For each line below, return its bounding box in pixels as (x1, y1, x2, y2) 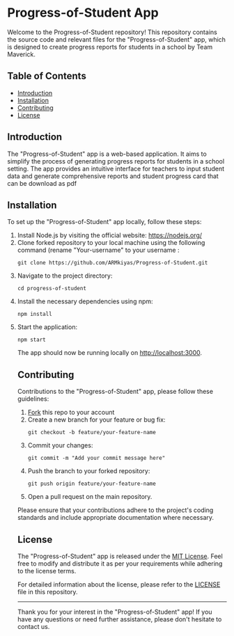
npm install (17, 311, 52, 318)
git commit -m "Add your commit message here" (27, 454, 166, 462)
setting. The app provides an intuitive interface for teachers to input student (7, 164, 225, 173)
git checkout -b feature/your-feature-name (27, 429, 157, 436)
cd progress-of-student (17, 285, 87, 292)
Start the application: (17, 323, 78, 331)
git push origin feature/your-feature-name (27, 480, 157, 488)
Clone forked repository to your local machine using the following (17, 239, 205, 247)
